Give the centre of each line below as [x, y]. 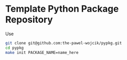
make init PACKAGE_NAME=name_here [42, 52]
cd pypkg [15, 48]
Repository [29, 20]
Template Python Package [62, 9]
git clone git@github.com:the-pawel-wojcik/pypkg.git [64, 43]
